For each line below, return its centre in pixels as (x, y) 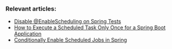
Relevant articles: (31, 9)
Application (28, 34)
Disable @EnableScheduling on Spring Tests (67, 22)
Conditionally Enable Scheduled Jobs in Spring (70, 40)
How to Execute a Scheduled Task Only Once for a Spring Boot (90, 27)
